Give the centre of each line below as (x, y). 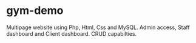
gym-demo (35, 11)
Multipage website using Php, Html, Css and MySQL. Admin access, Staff (98, 27)
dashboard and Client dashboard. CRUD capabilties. (72, 33)
